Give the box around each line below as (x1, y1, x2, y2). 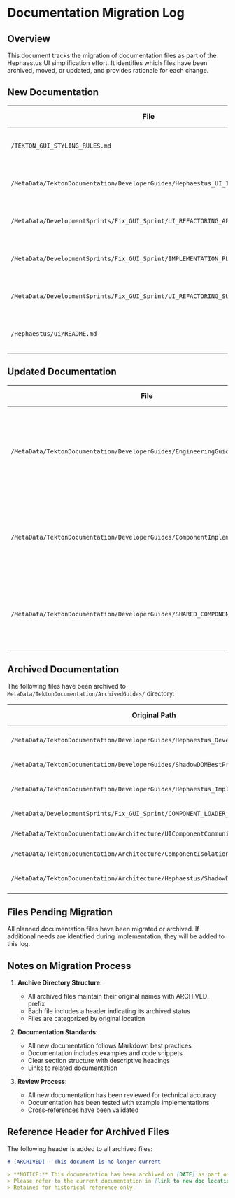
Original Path (131, 710, 176, 720)
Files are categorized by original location (27, 1015, 145, 1023)
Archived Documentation (7, 663, 120, 676)
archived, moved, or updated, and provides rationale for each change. (7, 66, 209, 74)
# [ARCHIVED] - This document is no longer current (7, 1158, 161, 1165)
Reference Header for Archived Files (7, 1126, 169, 1138)
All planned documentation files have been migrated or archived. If (7, 925, 199, 933)
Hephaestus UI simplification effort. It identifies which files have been (7, 59, 208, 67)
